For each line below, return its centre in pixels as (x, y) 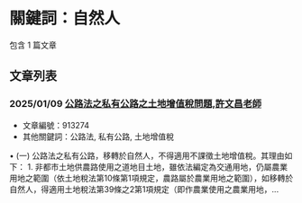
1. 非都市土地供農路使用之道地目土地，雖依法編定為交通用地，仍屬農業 (157, 166)
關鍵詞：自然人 (65, 18)
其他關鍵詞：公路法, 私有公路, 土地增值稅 (98, 137)
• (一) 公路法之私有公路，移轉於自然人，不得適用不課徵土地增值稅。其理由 (147, 155)
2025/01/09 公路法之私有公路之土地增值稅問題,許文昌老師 (136, 104)
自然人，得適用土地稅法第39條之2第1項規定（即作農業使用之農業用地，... (144, 189)
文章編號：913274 (56, 125)
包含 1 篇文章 (33, 45)
